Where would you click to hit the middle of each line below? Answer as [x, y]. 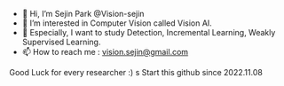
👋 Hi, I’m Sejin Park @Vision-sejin [83, 14]
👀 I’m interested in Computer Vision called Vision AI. [117, 23]
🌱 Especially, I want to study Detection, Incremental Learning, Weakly [149, 32]
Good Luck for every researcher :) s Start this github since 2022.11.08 [136, 72]
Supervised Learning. [61, 42]
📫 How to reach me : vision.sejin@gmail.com [105, 52]
